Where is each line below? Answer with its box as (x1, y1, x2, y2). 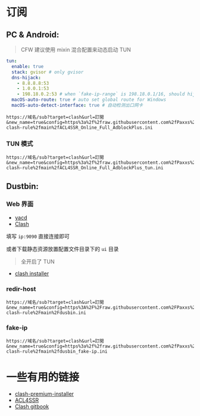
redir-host (6, 284, 36, 293)
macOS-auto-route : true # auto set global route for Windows (11, 97, 167, 103)
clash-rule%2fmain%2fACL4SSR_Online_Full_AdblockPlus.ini (6, 125, 153, 131)
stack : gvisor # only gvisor (11, 69, 84, 75)
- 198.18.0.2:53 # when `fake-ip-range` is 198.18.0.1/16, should (17, 91, 185, 97)
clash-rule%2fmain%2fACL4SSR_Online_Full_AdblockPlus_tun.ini (6, 165, 164, 171)
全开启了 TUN (20, 257, 55, 265)
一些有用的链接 (6, 370, 80, 384)
